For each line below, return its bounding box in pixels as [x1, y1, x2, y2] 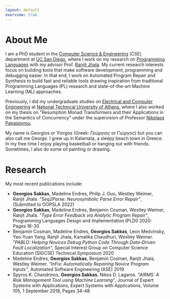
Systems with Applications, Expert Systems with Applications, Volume [12, 283, 159, 289]
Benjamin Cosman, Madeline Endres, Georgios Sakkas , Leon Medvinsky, [12, 228, 165, 234]
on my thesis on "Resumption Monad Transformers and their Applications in [5, 109, 164, 115]
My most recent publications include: [5, 181, 83, 187]
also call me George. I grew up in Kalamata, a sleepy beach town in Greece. [5, 135, 163, 141]
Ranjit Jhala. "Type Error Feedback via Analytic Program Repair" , [12, 212, 149, 219]
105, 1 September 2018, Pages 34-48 [12, 288, 90, 294]
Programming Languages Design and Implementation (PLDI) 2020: [12, 218, 152, 224]
